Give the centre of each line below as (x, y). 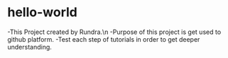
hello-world (43, 12)
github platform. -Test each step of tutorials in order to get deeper (104, 39)
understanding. (29, 47)
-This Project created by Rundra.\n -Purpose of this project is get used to (114, 32)
